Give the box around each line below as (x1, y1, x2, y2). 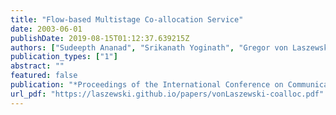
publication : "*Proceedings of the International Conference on (10, 80, 284, 90)
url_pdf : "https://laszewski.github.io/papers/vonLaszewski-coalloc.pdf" (10, 89, 325, 99)
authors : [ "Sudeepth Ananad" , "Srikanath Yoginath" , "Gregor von (10, 42, 288, 53)
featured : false (10, 71, 78, 81)
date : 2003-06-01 (10, 24, 83, 34)
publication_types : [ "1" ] (10, 52, 118, 62)
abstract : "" (10, 61, 65, 71)
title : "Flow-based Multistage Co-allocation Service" (10, 14, 244, 25)
